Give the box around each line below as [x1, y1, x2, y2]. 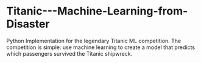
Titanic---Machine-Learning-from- [6, 4, 188, 18]
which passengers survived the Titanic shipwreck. [6, 50, 133, 57]
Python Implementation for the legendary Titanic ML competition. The [6, 37, 182, 44]
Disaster [6, 17, 50, 31]
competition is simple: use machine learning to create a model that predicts [6, 44, 196, 51]
